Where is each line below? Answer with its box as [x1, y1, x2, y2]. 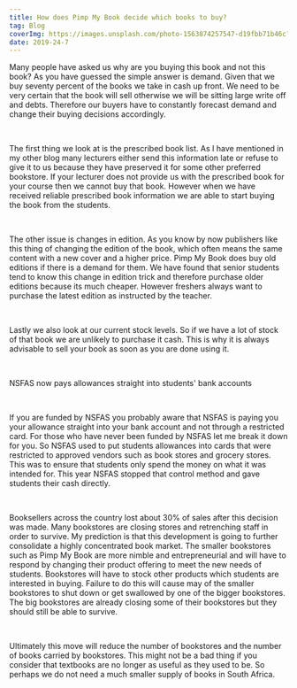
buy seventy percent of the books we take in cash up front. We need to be [9, 81, 280, 91]
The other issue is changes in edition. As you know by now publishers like [9, 234, 278, 244]
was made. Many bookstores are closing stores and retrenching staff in [9, 522, 269, 532]
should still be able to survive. [9, 607, 118, 617]
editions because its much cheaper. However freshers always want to [9, 281, 263, 292]
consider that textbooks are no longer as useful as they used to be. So [9, 660, 265, 670]
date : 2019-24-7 [9, 37, 69, 47]
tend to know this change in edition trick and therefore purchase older [9, 272, 264, 282]
